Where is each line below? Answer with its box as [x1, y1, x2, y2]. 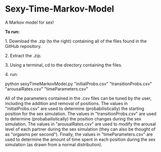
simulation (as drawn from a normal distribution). [5, 141, 103, 147]
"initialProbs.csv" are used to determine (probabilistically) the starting [5, 106, 145, 111]
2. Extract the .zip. [5, 52, 42, 59]
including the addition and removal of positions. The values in [5, 100, 128, 106]
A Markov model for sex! [5, 19, 54, 25]
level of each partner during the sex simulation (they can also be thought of [5, 126, 156, 132]
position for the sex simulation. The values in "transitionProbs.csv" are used [5, 110, 157, 117]
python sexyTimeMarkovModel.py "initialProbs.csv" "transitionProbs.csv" [5, 81, 152, 87]
